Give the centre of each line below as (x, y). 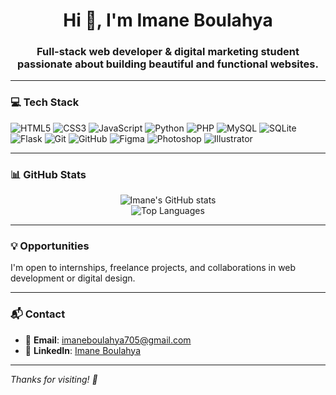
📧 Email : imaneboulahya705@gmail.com (108, 340)
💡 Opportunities (50, 246)
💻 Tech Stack (45, 102)
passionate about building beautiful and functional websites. (168, 64)
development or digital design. (73, 278)
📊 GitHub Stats (48, 174)
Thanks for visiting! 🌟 (54, 379)
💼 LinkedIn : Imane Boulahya (83, 350)
